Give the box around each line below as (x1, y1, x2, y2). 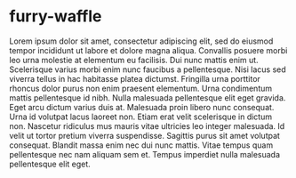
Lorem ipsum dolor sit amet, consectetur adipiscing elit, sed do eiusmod (9, 36, 274, 46)
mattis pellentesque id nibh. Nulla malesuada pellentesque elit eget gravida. (9, 92, 286, 103)
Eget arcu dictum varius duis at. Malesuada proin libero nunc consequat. (9, 101, 275, 112)
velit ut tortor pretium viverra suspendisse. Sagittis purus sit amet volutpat (9, 130, 280, 141)
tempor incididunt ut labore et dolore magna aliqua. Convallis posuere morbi (9, 44, 288, 55)
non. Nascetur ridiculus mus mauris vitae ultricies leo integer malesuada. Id (9, 120, 285, 131)
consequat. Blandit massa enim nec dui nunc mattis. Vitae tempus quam (9, 140, 274, 150)
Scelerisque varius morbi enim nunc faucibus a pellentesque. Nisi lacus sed (9, 64, 286, 75)
